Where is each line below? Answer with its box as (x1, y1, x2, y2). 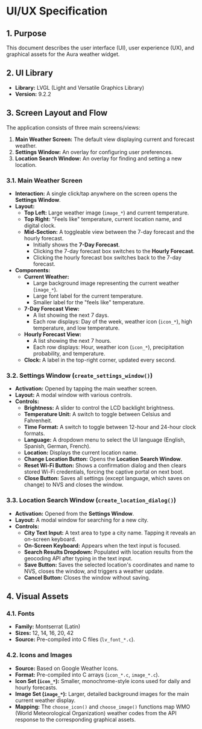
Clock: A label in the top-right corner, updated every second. (24, 356, 176, 363)
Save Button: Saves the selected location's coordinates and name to (24, 561, 195, 568)
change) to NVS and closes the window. (24, 481, 124, 489)
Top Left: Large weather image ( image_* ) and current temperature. (24, 209, 189, 216)
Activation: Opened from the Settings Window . (14, 510, 134, 517)
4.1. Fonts (6, 609, 35, 618)
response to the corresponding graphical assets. (14, 716, 136, 723)
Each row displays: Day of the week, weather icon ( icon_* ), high (33, 318, 193, 325)
